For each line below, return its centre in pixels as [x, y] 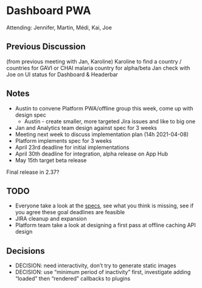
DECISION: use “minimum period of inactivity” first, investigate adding [103, 272]
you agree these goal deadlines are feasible [70, 212]
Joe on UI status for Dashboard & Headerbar [62, 74]
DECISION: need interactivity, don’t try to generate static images [96, 265]
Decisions [26, 251]
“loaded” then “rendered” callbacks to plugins [73, 279]
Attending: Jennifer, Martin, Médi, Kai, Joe [59, 27]
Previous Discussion [46, 47]
